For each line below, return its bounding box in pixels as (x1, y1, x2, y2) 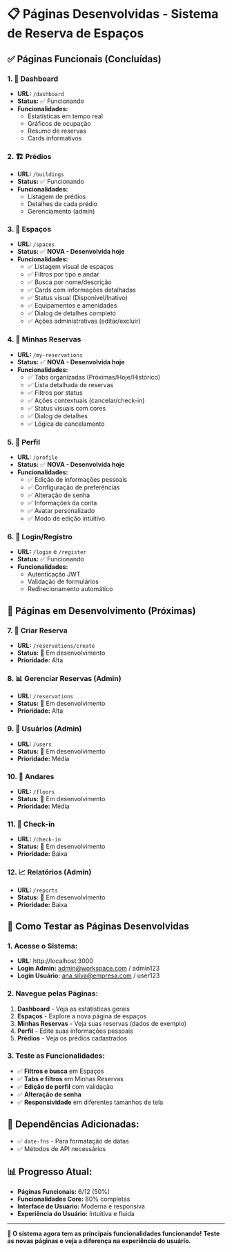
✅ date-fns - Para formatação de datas (17, 1137, 129, 1145)
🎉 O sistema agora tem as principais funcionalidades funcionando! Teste (7, 1229, 220, 1238)
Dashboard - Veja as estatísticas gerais (17, 1005, 130, 1013)
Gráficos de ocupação (27, 119, 91, 127)
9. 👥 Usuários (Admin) (7, 724, 82, 734)
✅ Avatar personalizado (27, 507, 95, 515)
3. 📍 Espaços (7, 225, 52, 234)
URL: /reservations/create (17, 642, 95, 650)
